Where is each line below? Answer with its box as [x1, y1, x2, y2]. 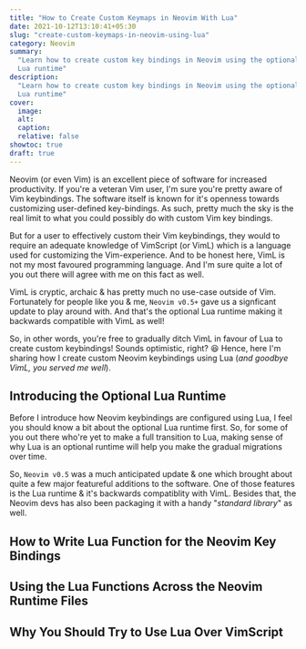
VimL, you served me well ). [9, 361, 111, 373]
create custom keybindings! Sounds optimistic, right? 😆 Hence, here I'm [9, 342, 281, 353]
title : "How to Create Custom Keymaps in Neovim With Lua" [9, 13, 239, 23]
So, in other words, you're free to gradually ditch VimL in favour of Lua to [9, 333, 283, 344]
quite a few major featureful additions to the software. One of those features [9, 479, 296, 490]
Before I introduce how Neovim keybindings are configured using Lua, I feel [9, 412, 293, 423]
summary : [9, 47, 43, 56]
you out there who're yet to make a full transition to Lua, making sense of [9, 431, 284, 442]
